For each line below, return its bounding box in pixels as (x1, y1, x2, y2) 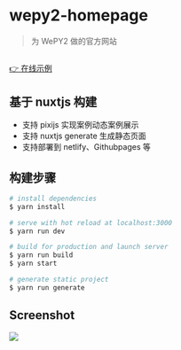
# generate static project (9, 276, 109, 284)
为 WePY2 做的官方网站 (30, 35, 117, 46)
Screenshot (9, 307, 75, 323)
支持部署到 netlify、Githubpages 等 (21, 142, 151, 152)
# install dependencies (9, 194, 98, 203)
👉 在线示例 (9, 63, 53, 74)
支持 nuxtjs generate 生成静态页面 (21, 130, 146, 142)
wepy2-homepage (9, 5, 149, 26)
